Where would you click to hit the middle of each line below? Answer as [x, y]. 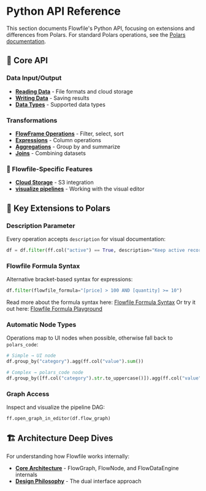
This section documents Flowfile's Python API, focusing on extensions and [101, 28]
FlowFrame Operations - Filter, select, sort [69, 134]
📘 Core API [27, 60]
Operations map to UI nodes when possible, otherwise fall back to [90, 338]
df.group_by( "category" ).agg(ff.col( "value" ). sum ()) [75, 362]
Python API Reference [63, 11]
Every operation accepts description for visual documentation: [86, 239]
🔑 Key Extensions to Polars [59, 208]
